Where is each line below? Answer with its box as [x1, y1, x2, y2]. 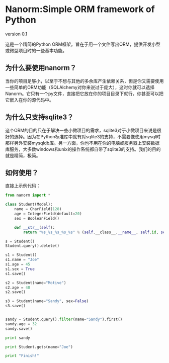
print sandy [5, 335, 30, 340]
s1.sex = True [5, 266, 35, 271]
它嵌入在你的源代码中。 [5, 97, 54, 103]
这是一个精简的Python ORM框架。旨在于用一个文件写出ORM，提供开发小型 [5, 41, 161, 47]
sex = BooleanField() [14, 216, 59, 221]
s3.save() [5, 303, 26, 309]
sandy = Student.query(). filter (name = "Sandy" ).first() [5, 317, 123, 322]
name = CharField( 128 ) [14, 207, 62, 212]
